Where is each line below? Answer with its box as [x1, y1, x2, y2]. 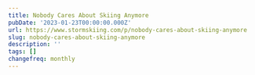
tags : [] [8, 48, 37, 55]
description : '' [8, 41, 61, 48]
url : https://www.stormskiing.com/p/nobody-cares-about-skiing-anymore [8, 26, 247, 34]
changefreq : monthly [8, 55, 76, 63]
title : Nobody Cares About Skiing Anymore [8, 11, 149, 20]
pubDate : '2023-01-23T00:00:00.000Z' [8, 19, 132, 27]
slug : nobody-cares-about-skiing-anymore [8, 33, 146, 41]
